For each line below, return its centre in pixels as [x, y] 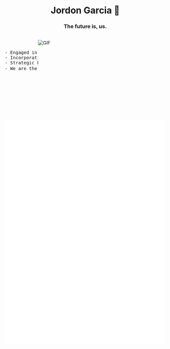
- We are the [21, 69]
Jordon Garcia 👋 [85, 10]
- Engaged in [21, 53]
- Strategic [20, 63]
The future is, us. [85, 27]
